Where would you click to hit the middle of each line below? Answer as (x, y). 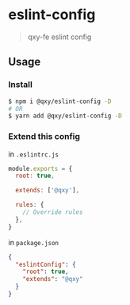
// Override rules (53, 212)
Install (21, 85)
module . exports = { (40, 168)
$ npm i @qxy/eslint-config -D (60, 101)
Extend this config (44, 137)
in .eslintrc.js (34, 154)
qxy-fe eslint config (59, 37)
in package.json (34, 242)
